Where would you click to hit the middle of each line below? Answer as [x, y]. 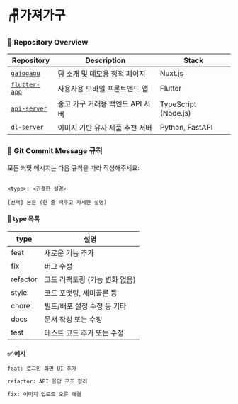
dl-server [27, 128]
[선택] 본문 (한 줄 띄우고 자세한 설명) [57, 202]
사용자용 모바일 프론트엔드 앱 [103, 89]
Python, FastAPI [186, 128]
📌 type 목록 [24, 219]
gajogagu [25, 73]
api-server [29, 109]
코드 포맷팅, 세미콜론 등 [81, 293]
